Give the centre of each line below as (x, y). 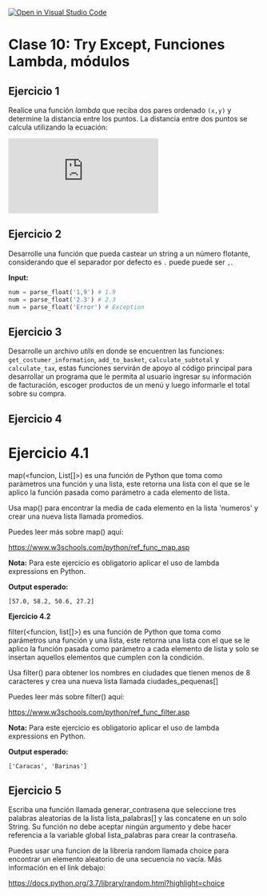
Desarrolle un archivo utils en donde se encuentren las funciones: (117, 351)
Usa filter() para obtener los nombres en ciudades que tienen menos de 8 (129, 672)
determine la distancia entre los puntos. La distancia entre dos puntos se (128, 119)
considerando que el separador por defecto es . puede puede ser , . (121, 262)
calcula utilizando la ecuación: (58, 127)
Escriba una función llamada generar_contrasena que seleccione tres (122, 810)
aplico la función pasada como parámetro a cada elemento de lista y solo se (134, 648)
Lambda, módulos (69, 62)
